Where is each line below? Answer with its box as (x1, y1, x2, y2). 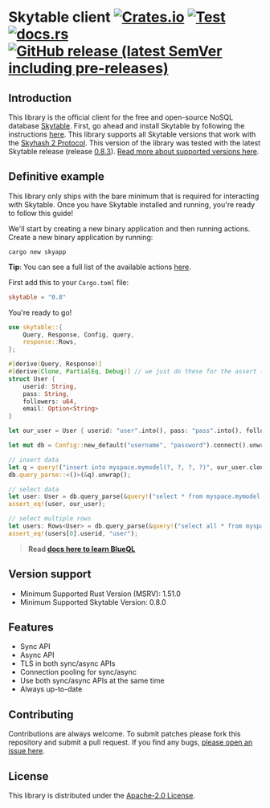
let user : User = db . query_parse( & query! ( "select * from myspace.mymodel (8, 492, 261, 501)
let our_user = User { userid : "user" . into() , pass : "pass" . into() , (8, 426, 243, 435)
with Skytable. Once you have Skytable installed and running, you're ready (8, 199, 256, 209)
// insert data (8, 455, 59, 463)
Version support (8, 567, 92, 582)
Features (8, 621, 54, 635)
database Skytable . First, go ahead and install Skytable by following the (8, 121, 245, 130)
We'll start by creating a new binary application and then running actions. (8, 223, 251, 233)
